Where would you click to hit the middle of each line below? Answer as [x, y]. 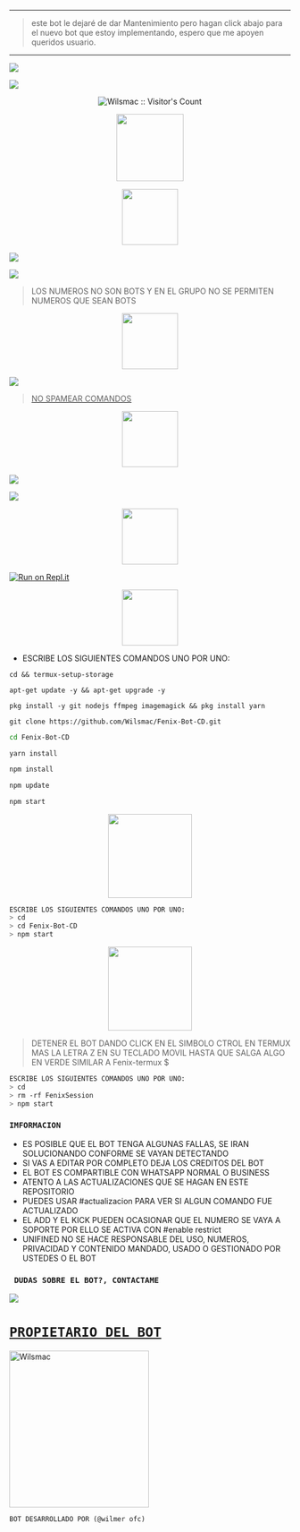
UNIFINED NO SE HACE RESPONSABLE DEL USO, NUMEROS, [136, 1239]
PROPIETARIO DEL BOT [86, 1333]
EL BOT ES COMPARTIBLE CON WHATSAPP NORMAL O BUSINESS [146, 1172]
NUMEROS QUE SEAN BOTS [83, 300]
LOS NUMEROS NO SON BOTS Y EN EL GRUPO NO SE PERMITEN [152, 291]
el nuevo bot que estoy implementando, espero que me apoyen [147, 33]
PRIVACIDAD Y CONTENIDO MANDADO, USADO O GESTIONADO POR [151, 1248]
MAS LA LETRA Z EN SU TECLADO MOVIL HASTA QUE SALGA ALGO [158, 1053]
